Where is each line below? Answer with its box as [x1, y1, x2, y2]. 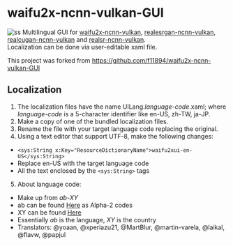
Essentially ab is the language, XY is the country [17, 215, 157, 224]
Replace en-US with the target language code [17, 159, 149, 167]
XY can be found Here [17, 208, 82, 217]
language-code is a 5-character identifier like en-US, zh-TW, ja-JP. [17, 109, 211, 118]
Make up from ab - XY [17, 193, 79, 201]
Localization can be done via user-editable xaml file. [7, 43, 158, 51]
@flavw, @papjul [17, 230, 66, 238]
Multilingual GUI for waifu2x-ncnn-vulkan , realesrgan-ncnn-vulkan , [22, 28, 216, 36]
